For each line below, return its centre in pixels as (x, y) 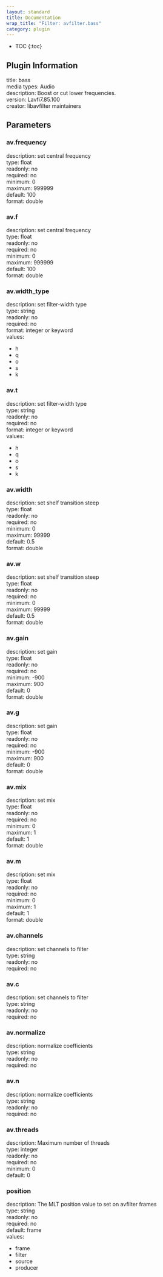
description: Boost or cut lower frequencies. (61, 93)
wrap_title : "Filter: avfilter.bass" (54, 23)
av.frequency (26, 143)
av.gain (18, 638)
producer (27, 1268)
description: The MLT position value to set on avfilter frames (81, 1204)
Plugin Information (42, 65)
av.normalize (26, 1032)
